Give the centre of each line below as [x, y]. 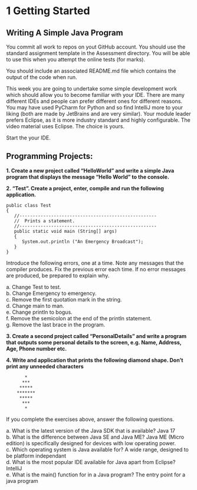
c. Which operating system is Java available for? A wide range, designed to [97, 449]
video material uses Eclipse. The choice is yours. [65, 126]
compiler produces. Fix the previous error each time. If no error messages [96, 269]
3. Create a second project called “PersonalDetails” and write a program [96, 336]
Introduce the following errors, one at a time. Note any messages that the [95, 263]
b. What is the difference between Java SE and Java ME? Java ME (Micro [95, 437]
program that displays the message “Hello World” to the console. [88, 177]
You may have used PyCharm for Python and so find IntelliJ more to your [95, 107]
